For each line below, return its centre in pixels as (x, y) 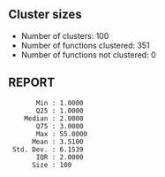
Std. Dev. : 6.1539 (48, 150)
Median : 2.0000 (54, 119)
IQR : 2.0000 (60, 157)
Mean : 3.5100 (58, 142)
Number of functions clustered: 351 (86, 45)
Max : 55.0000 (62, 134)
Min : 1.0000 (60, 103)
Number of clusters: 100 (65, 35)
